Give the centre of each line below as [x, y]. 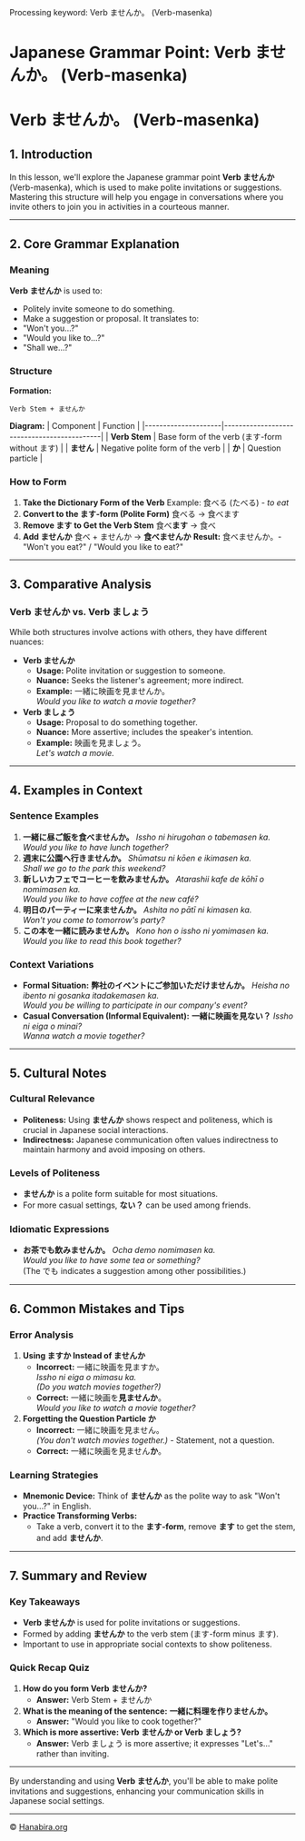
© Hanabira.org [39, 1827]
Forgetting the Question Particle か [89, 1418]
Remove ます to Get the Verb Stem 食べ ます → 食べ [119, 525]
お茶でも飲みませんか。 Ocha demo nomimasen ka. [119, 1250]
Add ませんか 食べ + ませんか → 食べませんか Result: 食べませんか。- [152, 537]
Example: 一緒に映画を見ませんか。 [103, 692]
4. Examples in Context [76, 790]
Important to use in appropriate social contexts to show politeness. [147, 1644]
